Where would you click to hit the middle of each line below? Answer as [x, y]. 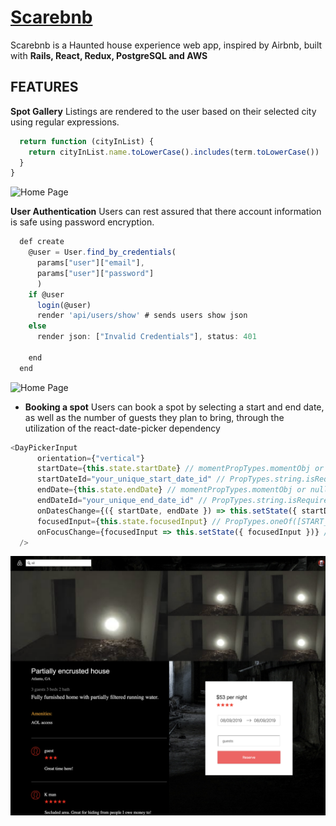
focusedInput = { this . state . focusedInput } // [129, 521]
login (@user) [64, 305]
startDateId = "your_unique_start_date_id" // [131, 479]
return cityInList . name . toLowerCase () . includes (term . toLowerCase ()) [174, 152]
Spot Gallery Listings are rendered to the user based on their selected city [163, 111]
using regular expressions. [65, 122]
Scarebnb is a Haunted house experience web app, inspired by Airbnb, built [166, 45]
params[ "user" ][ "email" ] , [90, 263]
